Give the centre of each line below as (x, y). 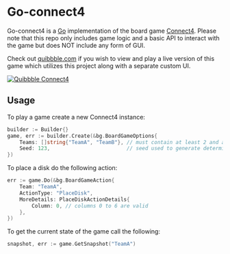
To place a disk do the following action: (62, 168)
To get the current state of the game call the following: (84, 231)
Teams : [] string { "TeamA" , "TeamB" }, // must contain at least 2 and (119, 142)
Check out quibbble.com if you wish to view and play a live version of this (111, 58)
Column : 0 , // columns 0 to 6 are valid (90, 206)
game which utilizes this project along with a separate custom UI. (99, 66)
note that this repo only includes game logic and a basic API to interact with (114, 38)
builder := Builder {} (38, 129)
